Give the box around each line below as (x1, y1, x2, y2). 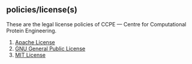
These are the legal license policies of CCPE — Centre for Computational (6, 20, 187, 28)
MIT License (14, 51, 46, 59)
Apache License (14, 38, 55, 45)
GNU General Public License (14, 45, 86, 52)
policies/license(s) (6, 5, 78, 15)
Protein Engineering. (6, 27, 57, 34)
